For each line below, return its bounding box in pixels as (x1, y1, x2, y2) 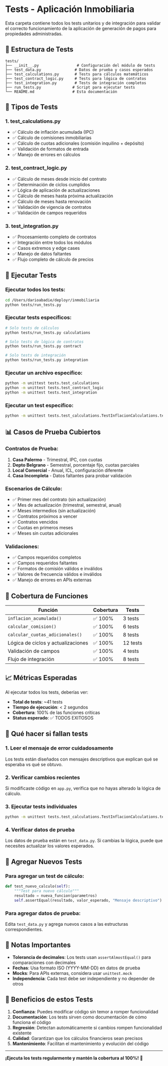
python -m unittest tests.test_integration (5, 390, 97, 395)
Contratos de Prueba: (5, 445, 58, 452)
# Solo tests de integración (5, 353, 66, 358)
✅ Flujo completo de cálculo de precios (12, 256, 94, 262)
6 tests (122, 623, 139, 630)
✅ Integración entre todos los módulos (12, 239, 92, 246)
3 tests (122, 615, 139, 622)
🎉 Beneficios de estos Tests (5, 995, 93, 1004)
